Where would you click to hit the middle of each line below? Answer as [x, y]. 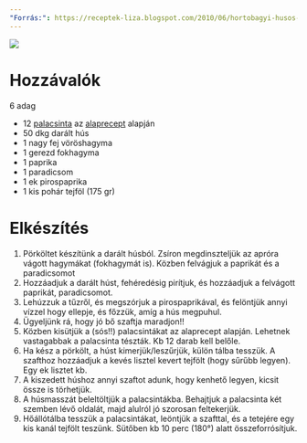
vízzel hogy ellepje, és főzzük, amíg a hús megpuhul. [122, 311]
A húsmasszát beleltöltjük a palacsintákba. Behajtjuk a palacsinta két [152, 399]
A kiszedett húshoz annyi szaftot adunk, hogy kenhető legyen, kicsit [151, 379]
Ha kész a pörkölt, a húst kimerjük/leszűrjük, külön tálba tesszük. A [149, 350]
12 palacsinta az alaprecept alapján [89, 123]
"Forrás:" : [30, 18]
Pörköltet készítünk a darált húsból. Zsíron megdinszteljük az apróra [150, 253]
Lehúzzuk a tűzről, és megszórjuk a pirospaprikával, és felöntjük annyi [155, 301]
